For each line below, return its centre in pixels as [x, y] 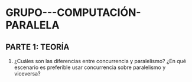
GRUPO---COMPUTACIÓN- [73, 13]
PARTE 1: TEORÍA [38, 47]
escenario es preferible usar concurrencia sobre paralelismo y [90, 67]
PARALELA [32, 25]
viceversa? [27, 73]
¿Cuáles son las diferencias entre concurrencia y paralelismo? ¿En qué [100, 61]
